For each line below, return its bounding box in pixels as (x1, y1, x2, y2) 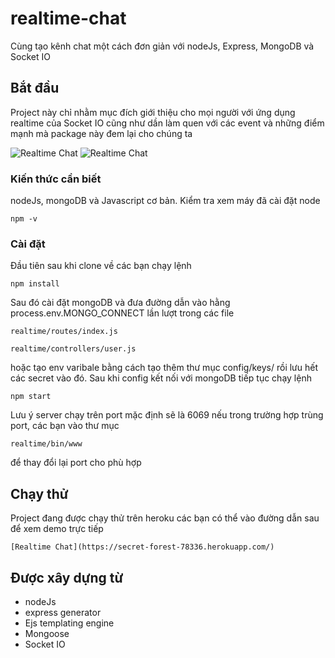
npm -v (10, 214, 38, 224)
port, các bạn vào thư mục (10, 420, 120, 432)
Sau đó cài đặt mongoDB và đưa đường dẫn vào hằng (10, 297, 231, 309)
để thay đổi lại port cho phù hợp (10, 457, 142, 469)
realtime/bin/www (10, 439, 83, 449)
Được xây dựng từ (10, 569, 124, 586)
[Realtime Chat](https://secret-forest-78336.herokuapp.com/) (10, 542, 275, 552)
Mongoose (24, 627, 70, 639)
